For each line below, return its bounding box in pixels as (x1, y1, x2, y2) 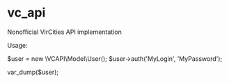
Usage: (7, 41, 28, 49)
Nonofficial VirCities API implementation (7, 28, 122, 36)
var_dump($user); (7, 68, 59, 76)
